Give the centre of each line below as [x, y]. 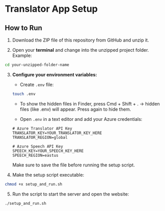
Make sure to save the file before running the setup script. [74, 165]
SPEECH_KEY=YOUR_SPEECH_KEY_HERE [48, 151]
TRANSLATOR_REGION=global [40, 137]
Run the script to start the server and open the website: [70, 194]
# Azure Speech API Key [38, 146]
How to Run [24, 28]
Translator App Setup [51, 9]
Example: [22, 55]
